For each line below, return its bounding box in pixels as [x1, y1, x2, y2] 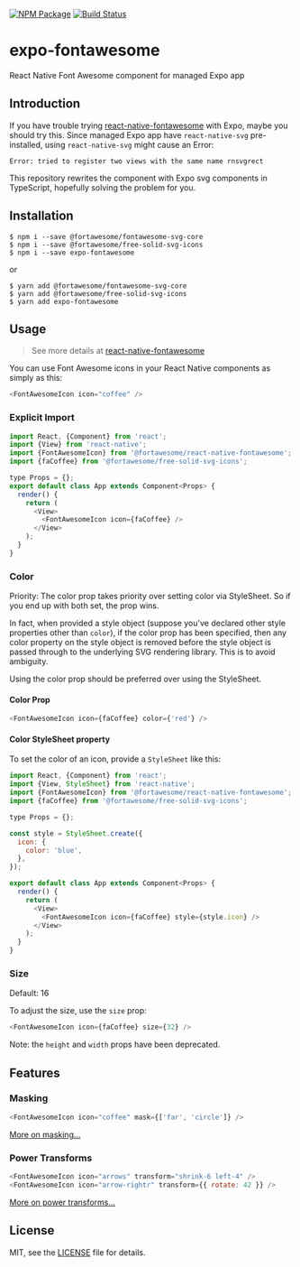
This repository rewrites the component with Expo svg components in [9, 172, 268, 183]
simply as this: [9, 373, 63, 384]
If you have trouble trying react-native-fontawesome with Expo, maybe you [9, 120, 288, 131]
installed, [9, 139, 43, 150]
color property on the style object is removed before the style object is [9, 637, 272, 648]
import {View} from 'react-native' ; [9, 440, 147, 449]
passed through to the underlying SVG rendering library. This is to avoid [9, 646, 277, 658]
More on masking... [9, 1129, 81, 1140]
